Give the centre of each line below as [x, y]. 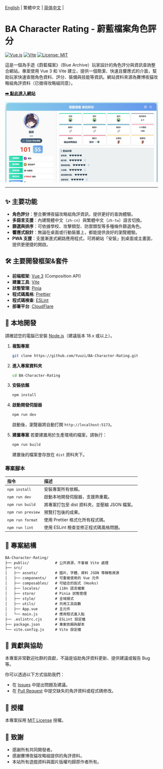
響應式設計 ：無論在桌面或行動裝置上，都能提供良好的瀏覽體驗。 [76, 232]
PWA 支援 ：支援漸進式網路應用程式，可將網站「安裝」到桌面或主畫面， [83, 238]
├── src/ [14, 568]
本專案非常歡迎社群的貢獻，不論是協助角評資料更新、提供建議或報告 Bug [78, 658]
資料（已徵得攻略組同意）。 [48, 83]
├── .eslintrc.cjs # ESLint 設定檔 [45, 619]
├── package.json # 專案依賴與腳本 [45, 624]
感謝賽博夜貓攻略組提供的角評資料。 [48, 756]
